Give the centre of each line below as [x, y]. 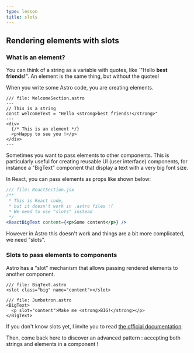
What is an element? [36, 57]
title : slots [22, 17]
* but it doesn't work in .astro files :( [61, 206]
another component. [31, 274]
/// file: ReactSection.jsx [40, 190]
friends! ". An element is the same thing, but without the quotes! [83, 76]
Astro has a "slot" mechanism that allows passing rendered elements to [92, 268]
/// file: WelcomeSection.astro [45, 98]
